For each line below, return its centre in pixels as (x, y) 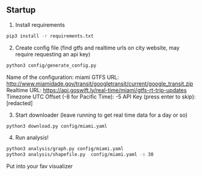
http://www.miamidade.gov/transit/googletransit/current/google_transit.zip (100, 83)
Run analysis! (32, 137)
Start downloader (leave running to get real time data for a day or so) (101, 115)
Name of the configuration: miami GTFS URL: (63, 77)
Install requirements (40, 24)
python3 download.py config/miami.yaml (57, 126)
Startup (21, 10)
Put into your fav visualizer (40, 166)
